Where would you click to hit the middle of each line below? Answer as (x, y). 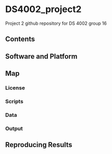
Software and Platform (41, 56)
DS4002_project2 (43, 9)
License (15, 88)
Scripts (14, 101)
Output (14, 128)
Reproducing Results (39, 145)
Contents (20, 39)
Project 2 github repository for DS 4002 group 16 (56, 23)
